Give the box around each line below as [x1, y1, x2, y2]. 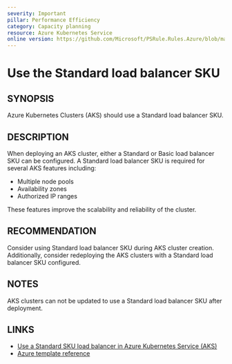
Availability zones [17, 184, 67, 193]
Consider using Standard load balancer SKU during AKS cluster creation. [7, 243, 214, 252]
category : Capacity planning [7, 23, 91, 30]
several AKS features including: [7, 163, 97, 172]
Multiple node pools [17, 177, 74, 185]
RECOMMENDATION [7, 225, 97, 237]
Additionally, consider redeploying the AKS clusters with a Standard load [7, 251, 213, 259]
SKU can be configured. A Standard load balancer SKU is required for [7, 156, 205, 165]
